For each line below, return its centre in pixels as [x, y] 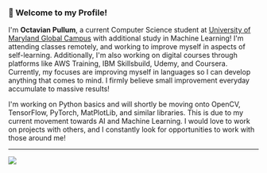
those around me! [37, 138]
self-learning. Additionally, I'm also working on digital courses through [123, 56]
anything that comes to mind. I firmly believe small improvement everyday [129, 81]
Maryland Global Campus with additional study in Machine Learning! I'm [126, 38]
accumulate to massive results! [59, 89]
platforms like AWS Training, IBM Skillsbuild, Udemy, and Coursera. [118, 63]
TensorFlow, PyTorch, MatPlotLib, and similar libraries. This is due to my [126, 113]
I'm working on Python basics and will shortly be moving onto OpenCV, [124, 104]
